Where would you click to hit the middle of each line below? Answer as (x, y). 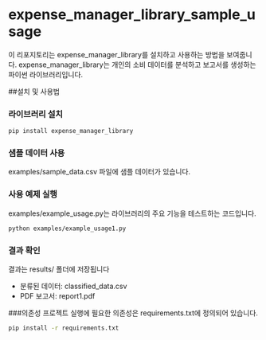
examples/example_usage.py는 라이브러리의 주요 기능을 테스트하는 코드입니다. (132, 213)
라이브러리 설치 (36, 114)
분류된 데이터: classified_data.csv (73, 286)
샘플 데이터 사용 (37, 153)
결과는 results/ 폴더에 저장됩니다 (59, 269)
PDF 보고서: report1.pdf (57, 295)
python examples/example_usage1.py (67, 229)
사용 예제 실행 (33, 194)
